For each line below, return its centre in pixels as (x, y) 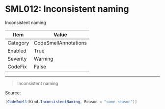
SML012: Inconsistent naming (67, 9)
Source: (13, 93)
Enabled (17, 51)
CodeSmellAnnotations (60, 43)
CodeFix (17, 66)
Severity (17, 59)
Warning (43, 59)
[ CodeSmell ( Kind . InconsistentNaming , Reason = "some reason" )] (71, 102)
